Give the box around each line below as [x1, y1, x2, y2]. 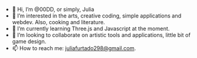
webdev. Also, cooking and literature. [12, 19, 105, 25]
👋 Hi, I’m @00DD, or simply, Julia [12, 6, 95, 13]
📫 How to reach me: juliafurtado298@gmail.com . [12, 45, 136, 51]
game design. [12, 38, 47, 45]
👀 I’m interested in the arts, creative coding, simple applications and [12, 12, 182, 19]
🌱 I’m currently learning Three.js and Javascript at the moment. [12, 25, 170, 32]
